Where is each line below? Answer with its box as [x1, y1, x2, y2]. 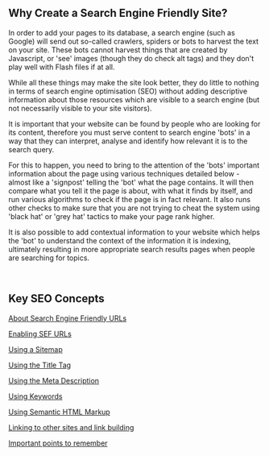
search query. [8, 144, 55, 154]
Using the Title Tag [8, 360, 71, 370]
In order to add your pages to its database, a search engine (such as [8, 27, 235, 37]
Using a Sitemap [8, 344, 63, 354]
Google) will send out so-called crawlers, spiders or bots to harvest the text [8, 36, 259, 46]
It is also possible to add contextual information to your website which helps [8, 227, 260, 237]
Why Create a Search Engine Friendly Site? [8, 6, 228, 20]
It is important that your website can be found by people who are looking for [8, 118, 261, 128]
